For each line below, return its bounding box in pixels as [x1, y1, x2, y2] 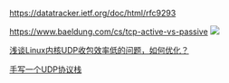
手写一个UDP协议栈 [9, 64, 82, 75]
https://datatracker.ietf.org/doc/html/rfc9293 [9, 8, 177, 18]
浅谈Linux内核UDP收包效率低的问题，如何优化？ [9, 45, 189, 55]
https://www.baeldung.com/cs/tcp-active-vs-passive [9, 26, 208, 37]
